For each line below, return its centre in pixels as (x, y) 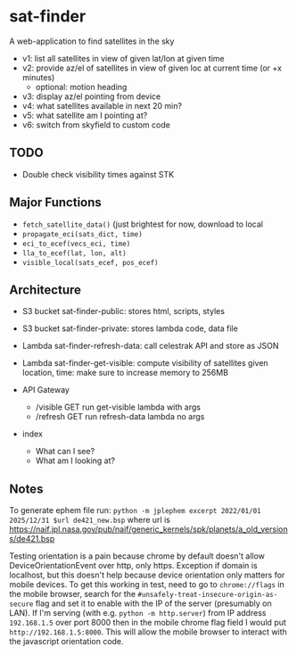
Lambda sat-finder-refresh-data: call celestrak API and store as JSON (150, 346)
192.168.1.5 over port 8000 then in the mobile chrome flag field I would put (148, 623)
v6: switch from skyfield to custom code (96, 124)
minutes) (38, 77)
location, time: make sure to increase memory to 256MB (125, 373)
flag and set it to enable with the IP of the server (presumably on (153, 603)
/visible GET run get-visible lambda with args (118, 407)
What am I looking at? (75, 460)
